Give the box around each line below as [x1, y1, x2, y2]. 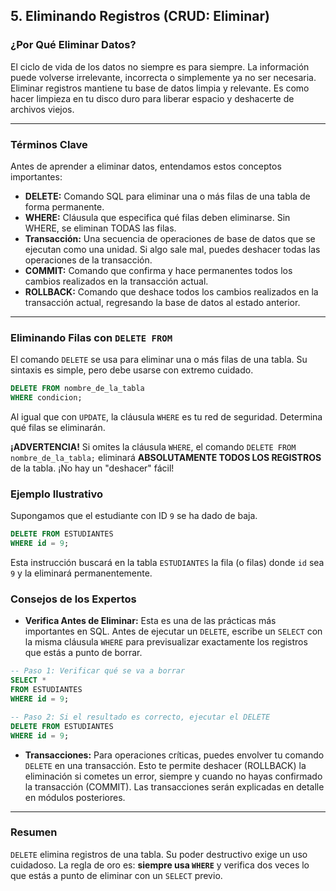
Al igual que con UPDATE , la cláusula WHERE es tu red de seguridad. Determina [10, 411, 323, 423]
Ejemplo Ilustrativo [10, 487, 103, 501]
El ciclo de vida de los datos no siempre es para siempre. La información [10, 60, 310, 73]
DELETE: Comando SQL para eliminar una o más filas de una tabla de [24, 190, 311, 202]
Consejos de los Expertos [10, 592, 137, 606]
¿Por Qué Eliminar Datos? [10, 38, 137, 52]
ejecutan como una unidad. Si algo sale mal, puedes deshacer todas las [24, 243, 321, 255]
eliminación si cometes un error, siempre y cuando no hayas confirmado [24, 770, 323, 782]
